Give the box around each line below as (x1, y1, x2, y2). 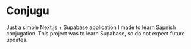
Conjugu (6, 4, 49, 18)
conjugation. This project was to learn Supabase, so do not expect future (6, 30, 186, 37)
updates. (6, 36, 28, 43)
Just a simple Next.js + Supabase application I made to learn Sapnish (6, 24, 176, 31)
